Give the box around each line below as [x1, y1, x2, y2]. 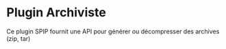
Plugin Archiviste [6, 5, 107, 20]
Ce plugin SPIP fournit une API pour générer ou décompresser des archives [6, 27, 220, 35]
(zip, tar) [6, 34, 31, 42]
